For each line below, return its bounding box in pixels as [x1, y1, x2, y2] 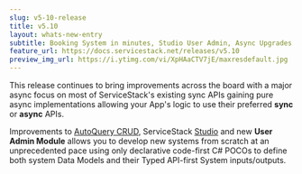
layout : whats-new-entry [9, 30, 103, 39]
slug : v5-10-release [9, 13, 87, 23]
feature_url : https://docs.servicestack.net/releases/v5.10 [9, 47, 241, 56]
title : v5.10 [9, 22, 59, 31]
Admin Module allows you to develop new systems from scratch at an [9, 136, 270, 146]
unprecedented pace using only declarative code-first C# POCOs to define [9, 145, 288, 156]
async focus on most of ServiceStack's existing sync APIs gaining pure [9, 89, 274, 100]
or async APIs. [9, 109, 65, 119]
